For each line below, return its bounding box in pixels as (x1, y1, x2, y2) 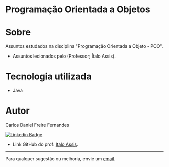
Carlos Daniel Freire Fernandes (5, 122, 69, 128)
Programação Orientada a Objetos (5, 4, 150, 15)
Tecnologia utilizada (5, 71, 92, 82)
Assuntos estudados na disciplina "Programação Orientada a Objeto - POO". (5, 43, 163, 49)
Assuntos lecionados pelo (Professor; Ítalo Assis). (12, 53, 116, 59)
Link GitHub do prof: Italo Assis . (12, 141, 79, 147)
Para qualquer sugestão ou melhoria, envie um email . (5, 156, 116, 162)
